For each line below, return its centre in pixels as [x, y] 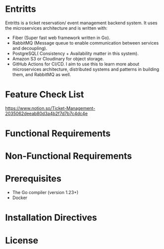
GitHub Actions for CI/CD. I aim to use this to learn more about [76, 64]
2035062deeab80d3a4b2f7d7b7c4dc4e [47, 113]
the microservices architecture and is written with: [56, 28]
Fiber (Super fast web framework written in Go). [61, 38]
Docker [20, 198]
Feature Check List [45, 95]
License [22, 240]
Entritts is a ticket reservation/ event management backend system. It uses [81, 23]
